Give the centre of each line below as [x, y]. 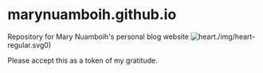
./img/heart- [236, 36]
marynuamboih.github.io [92, 15]
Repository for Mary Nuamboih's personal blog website [98, 36]
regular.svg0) [29, 44]
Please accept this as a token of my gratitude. [82, 60]
